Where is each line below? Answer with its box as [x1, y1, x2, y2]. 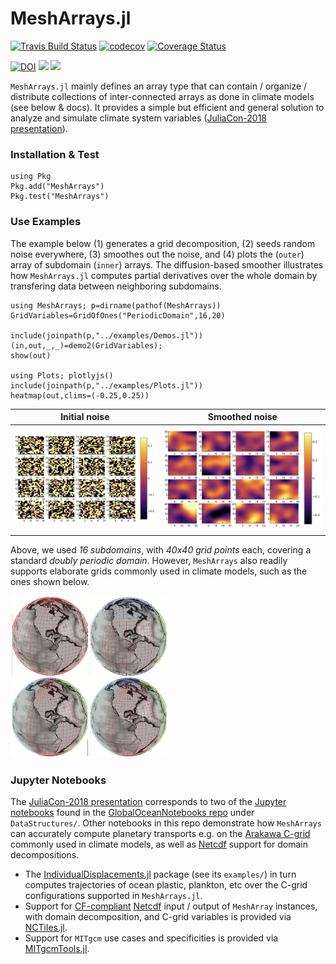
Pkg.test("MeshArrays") [10, 192, 110, 202]
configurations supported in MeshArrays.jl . [24, 890, 203, 902]
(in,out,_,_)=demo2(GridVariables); [10, 340, 163, 351]
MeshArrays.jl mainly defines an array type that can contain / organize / [10, 80, 308, 92]
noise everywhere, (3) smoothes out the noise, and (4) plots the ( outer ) [10, 248, 305, 260]
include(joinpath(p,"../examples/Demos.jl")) [10, 330, 203, 341]
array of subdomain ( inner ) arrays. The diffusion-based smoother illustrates [10, 258, 324, 271]
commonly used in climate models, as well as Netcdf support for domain [10, 838, 309, 851]
